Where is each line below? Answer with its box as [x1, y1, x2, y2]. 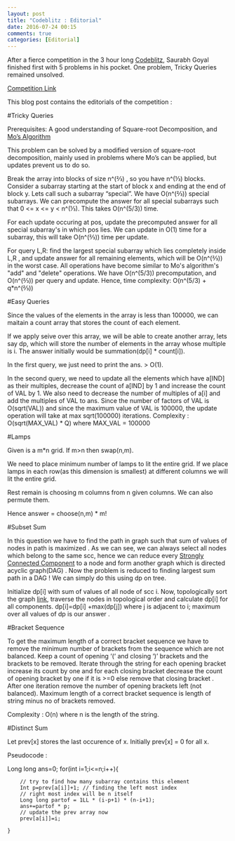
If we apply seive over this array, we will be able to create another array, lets [7, 332, 227, 340]
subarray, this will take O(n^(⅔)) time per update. [7, 233, 149, 241]
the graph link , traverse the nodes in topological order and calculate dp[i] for [7, 595, 228, 604]
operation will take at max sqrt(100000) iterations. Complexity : [7, 411, 189, 420]
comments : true [7, 29, 52, 37]
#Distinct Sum [7, 724, 48, 732]
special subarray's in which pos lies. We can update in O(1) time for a [7, 225, 207, 234]
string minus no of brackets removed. [7, 696, 116, 706]
